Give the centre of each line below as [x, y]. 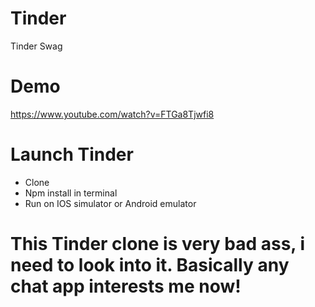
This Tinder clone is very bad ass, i [158, 244]
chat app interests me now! [126, 286]
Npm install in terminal [71, 193]
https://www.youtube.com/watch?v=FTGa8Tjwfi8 [112, 114]
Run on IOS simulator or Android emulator [110, 203]
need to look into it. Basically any [150, 265]
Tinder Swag [36, 46]
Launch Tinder [72, 154]
